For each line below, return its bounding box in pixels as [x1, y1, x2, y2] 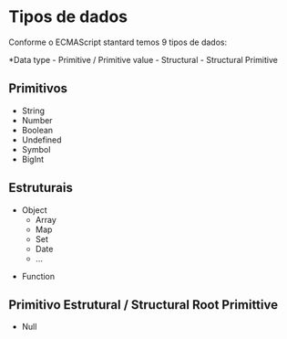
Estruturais [8, 180, 74, 196]
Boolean [21, 124, 54, 135]
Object [21, 204, 47, 216]
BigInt [21, 154, 45, 164]
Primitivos [8, 80, 68, 97]
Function [21, 270, 56, 281]
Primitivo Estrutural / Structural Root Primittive [8, 297, 279, 313]
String [21, 105, 46, 116]
